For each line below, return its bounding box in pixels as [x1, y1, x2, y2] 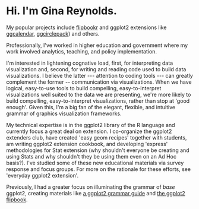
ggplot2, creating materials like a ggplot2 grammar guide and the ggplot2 [6, 189, 185, 197]
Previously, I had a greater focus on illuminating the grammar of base [6, 183, 175, 191]
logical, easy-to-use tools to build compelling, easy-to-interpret [6, 84, 162, 91]
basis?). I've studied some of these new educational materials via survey [6, 159, 184, 166]
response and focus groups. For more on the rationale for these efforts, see [6, 165, 191, 173]
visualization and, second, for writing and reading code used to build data [6, 65, 187, 72]
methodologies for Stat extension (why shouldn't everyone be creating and [6, 147, 189, 154]
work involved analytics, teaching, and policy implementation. [6, 47, 157, 55]
